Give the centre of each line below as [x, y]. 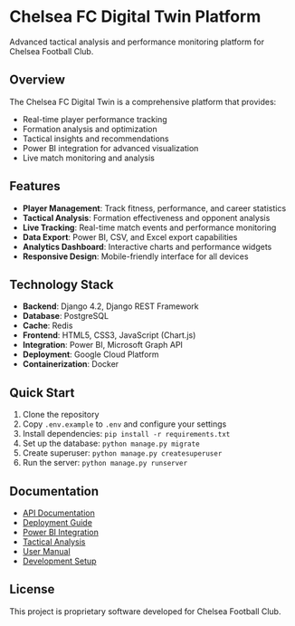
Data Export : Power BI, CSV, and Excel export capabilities [130, 236]
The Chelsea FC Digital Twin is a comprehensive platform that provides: [143, 101]
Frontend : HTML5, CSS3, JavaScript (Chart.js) [109, 335]
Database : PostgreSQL [66, 316]
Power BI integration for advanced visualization [110, 148]
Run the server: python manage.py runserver [105, 463]
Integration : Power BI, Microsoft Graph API [103, 345]
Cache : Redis [48, 326]
